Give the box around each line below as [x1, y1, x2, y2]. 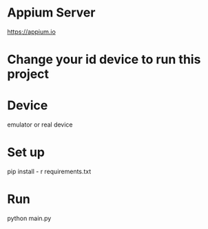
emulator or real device [7, 120, 74, 129]
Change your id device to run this [7, 52, 201, 67]
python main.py [7, 214, 52, 222]
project [7, 67, 50, 82]
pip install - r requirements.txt [7, 167, 92, 175]
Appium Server [7, 5, 96, 21]
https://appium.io [7, 28, 56, 36]
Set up [7, 144, 45, 160]
